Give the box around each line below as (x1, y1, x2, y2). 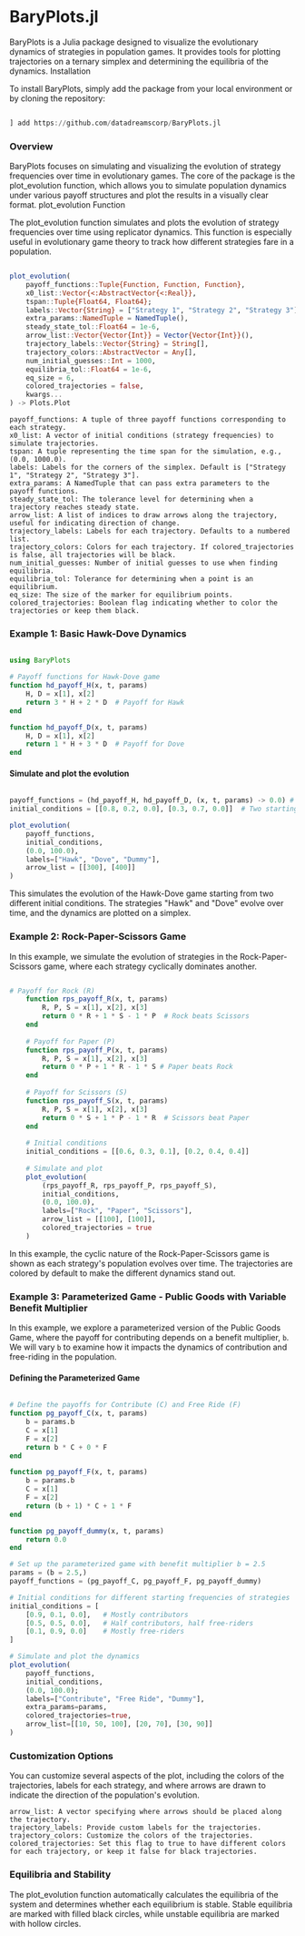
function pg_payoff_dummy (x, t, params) (9, 1526, 165, 1535)
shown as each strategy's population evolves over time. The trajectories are (9, 1258, 293, 1269)
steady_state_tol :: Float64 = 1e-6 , (25, 322, 161, 331)
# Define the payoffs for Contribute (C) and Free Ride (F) (9, 1401, 242, 1410)
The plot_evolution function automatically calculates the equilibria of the (9, 1889, 279, 1900)
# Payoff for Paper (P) (25, 1036, 116, 1046)
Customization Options (9, 1749, 113, 1762)
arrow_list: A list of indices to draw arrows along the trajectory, (9, 511, 279, 520)
